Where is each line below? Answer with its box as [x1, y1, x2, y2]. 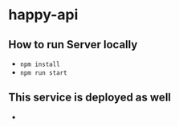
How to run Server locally [8, 38, 138, 51]
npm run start [19, 69, 67, 77]
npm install [19, 60, 60, 68]
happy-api [8, 6, 79, 24]
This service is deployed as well [8, 91, 171, 104]
